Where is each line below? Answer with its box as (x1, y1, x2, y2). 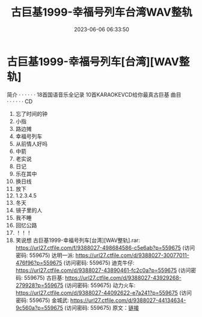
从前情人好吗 (15, 140, 47, 147)
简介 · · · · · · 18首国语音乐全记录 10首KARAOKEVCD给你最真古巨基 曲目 (7, 91, 182, 98)
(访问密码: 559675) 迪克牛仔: (63, 259, 135, 266)
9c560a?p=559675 (15, 304, 64, 311)
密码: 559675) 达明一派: (15, 252, 75, 259)
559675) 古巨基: (23, 274, 64, 281)
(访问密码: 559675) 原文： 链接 (64, 304, 139, 311)
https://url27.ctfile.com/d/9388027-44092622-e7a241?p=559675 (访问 (15, 289, 192, 296)
